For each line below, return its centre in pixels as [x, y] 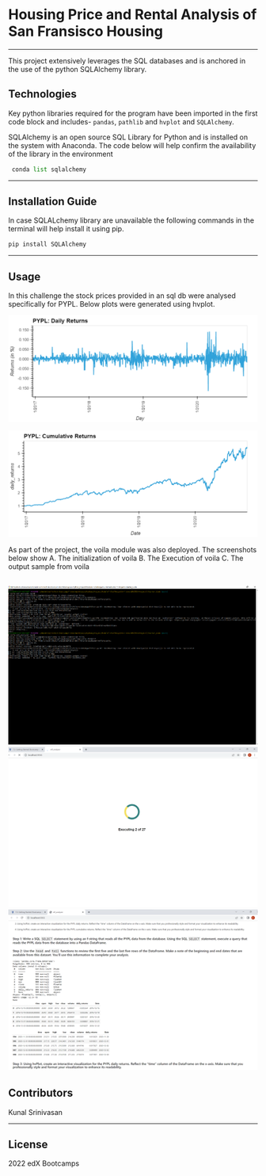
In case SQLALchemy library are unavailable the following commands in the [131, 220]
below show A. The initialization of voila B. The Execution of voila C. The [126, 558]
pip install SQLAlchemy [47, 244]
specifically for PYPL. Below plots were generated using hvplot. [112, 304]
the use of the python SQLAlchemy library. [78, 69]
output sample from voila [49, 567]
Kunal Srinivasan [36, 1112]
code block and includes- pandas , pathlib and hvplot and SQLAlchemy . [122, 121]
